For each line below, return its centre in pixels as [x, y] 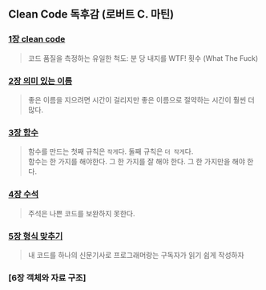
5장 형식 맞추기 [36, 236]
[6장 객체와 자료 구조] [47, 277]
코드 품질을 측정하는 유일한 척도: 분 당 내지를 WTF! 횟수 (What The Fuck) [143, 58]
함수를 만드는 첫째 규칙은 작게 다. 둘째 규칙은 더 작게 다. [111, 151]
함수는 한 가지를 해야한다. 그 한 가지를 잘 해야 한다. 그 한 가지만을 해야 [137, 162]
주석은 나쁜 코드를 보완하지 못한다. [81, 213]
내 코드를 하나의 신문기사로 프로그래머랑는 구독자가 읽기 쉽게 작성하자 [136, 255]
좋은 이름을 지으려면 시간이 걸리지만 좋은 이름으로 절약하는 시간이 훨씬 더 [141, 99]
